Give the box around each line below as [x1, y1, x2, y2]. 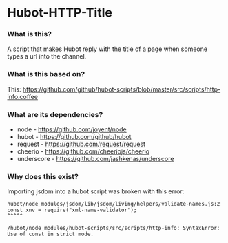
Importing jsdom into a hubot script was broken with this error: [7, 187, 185, 196]
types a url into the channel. [7, 52, 87, 61]
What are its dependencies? [7, 109, 103, 119]
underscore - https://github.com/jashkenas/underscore [17, 155, 174, 163]
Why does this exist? [7, 172, 79, 181]
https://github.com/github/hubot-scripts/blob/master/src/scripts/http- [23, 85, 221, 94]
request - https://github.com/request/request [17, 140, 146, 149]
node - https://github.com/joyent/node [17, 125, 127, 134]
